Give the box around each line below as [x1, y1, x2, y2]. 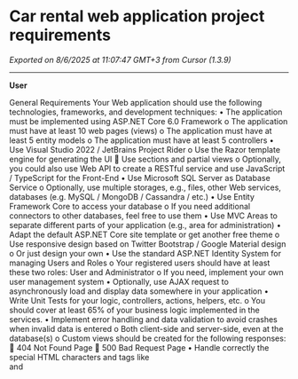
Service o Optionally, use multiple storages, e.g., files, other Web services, [9, 182, 282, 193]
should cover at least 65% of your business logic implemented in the [9, 304, 260, 315]
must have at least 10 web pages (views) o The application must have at [9, 125, 272, 136]
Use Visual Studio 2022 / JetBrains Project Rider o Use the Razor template [9, 144, 281, 154]
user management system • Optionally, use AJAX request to [9, 276, 229, 287]
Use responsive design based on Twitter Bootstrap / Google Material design [9, 238, 286, 249]
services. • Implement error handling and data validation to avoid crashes [9, 313, 278, 325]
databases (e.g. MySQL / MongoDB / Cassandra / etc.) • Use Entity [9, 191, 255, 201]
